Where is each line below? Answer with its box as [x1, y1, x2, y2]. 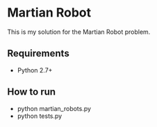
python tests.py [17, 112, 63, 120]
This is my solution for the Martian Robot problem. [7, 28, 151, 36]
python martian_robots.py [17, 104, 92, 113]
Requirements [7, 48, 69, 59]
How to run [7, 86, 56, 98]
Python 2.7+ [17, 66, 53, 74]
